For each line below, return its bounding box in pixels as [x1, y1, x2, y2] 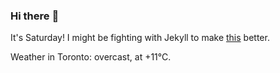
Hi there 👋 [10, 9, 60, 23]
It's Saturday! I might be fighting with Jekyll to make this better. [10, 32, 270, 44]
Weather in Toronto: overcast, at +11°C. [10, 51, 172, 63]
